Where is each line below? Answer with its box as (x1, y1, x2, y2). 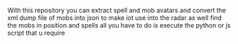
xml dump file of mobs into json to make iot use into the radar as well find (7, 13, 222, 22)
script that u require (7, 28, 65, 37)
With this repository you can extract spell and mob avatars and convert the (7, 6, 227, 14)
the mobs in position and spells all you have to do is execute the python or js (7, 21, 231, 29)
